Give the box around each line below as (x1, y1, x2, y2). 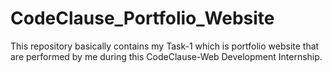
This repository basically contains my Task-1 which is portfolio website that (10, 40, 320, 52)
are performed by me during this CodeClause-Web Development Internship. (10, 50, 323, 62)
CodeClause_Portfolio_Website (10, 7, 275, 30)
